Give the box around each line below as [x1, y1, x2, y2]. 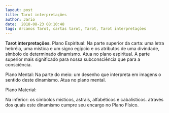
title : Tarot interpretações [5, 12, 67, 17]
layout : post [5, 7, 33, 13]
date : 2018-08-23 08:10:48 [5, 21, 65, 27]
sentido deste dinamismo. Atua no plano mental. [5, 77, 106, 83]
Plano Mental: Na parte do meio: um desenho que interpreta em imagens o [5, 71, 161, 78]
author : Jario [5, 17, 36, 22]
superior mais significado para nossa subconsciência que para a [5, 56, 141, 62]
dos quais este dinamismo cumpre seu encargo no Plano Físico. [5, 102, 139, 108]
